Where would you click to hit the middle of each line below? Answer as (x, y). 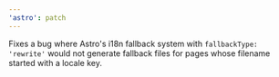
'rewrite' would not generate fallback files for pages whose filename (139, 53)
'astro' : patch (37, 18)
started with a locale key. (55, 63)
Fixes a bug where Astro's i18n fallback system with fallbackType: (133, 43)
